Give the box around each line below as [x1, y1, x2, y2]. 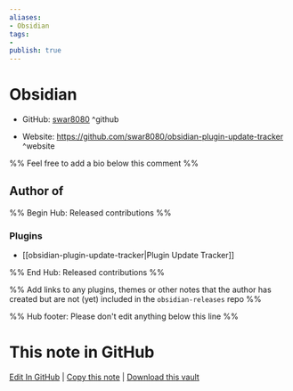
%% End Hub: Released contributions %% [9, 267, 165, 278]
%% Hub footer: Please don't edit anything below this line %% [9, 311, 239, 322]
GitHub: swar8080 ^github [21, 114, 119, 125]
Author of [9, 183, 64, 199]
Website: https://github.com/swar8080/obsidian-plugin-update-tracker [21, 131, 283, 143]
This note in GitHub [9, 342, 155, 362]
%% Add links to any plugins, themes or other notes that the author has [9, 284, 272, 295]
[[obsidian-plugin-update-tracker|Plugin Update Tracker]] [21, 250, 234, 261]
